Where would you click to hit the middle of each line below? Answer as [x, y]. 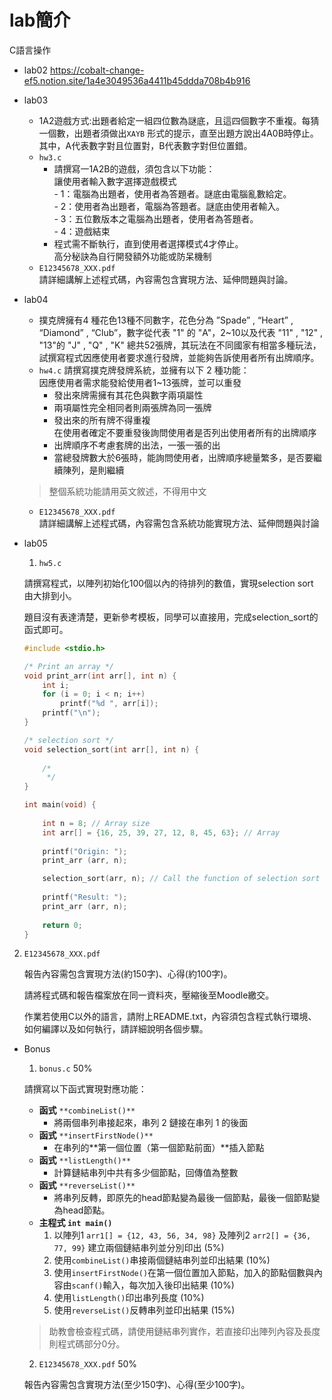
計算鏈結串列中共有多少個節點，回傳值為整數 [146, 1173]
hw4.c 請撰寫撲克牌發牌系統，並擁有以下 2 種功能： [144, 370]
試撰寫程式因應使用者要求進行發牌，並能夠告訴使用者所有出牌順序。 [179, 357]
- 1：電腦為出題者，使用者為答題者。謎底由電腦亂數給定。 [172, 193]
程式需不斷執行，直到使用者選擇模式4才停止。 [148, 243]
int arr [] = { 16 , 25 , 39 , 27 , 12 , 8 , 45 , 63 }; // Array [161, 832]
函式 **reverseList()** [87, 1185]
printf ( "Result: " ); [85, 897]
